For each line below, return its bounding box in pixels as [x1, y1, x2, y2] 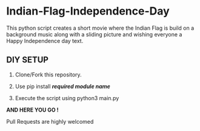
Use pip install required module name [15, 82, 111, 90]
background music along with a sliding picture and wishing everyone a [6, 30, 182, 38]
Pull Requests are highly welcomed [6, 118, 94, 125]
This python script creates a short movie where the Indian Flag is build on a [6, 24, 195, 32]
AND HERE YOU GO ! [6, 106, 59, 113]
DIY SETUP [6, 55, 48, 65]
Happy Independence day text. [6, 37, 84, 44]
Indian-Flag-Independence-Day [6, 4, 170, 18]
